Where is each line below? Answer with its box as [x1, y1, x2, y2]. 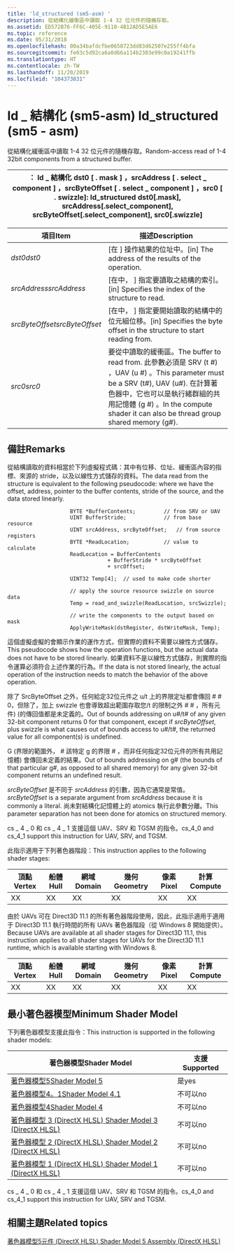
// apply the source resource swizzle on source [69, 587, 215, 595]
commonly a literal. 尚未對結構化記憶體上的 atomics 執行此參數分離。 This [7, 802, 219, 810]
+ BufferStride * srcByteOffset [107, 557, 201, 564]
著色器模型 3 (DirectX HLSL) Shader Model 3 [10, 1115, 158, 1125]
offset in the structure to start [108, 326, 205, 335]
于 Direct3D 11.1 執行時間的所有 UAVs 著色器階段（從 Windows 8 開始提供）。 [7, 921, 227, 929]
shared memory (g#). [108, 417, 178, 427]
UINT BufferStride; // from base [69, 514, 201, 522]
